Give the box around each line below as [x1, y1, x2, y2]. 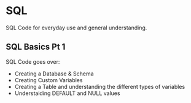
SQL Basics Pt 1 [6, 42, 66, 52]
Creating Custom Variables [14, 76, 83, 83]
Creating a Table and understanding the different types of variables [14, 83, 185, 90]
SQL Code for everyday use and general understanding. [6, 24, 147, 31]
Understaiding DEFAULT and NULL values [14, 90, 120, 97]
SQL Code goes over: [6, 58, 60, 65]
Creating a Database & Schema [14, 70, 94, 77]
